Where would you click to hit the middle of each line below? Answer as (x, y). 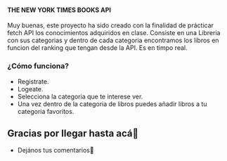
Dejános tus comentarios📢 (56, 150)
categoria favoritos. (46, 111)
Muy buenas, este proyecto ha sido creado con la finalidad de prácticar (111, 25)
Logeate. (30, 89)
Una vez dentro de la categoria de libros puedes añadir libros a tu (112, 104)
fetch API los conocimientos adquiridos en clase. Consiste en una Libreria (114, 33)
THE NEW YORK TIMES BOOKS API (59, 10)
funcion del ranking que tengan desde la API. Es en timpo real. (97, 48)
